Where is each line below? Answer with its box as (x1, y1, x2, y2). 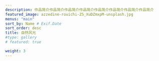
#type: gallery (5, 35, 37, 40)
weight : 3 (5, 48, 26, 54)
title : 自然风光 (5, 30, 36, 35)
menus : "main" (5, 16, 35, 21)
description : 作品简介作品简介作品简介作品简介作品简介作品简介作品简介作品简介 (5, 7, 154, 12)
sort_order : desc (5, 26, 42, 31)
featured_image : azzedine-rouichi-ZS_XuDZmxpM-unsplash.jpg (5, 12, 134, 17)
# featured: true (5, 40, 42, 45)
